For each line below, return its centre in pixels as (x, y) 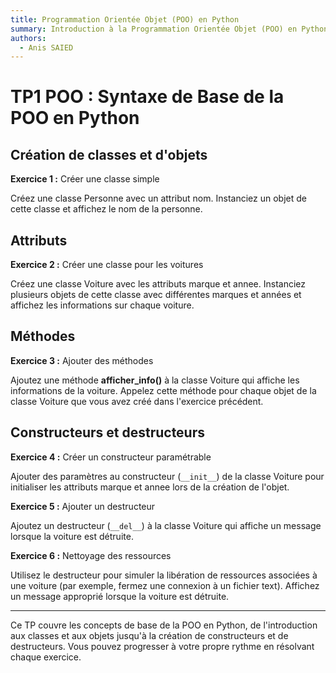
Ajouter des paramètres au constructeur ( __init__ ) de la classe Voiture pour (167, 476)
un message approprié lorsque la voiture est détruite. (120, 596)
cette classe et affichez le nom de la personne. (106, 209)
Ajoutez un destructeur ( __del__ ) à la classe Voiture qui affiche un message (166, 525)
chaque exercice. (46, 657)
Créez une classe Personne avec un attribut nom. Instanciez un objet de (158, 198)
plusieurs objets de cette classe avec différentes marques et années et (156, 295)
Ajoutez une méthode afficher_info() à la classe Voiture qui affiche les (155, 380)
